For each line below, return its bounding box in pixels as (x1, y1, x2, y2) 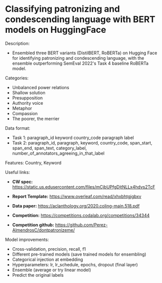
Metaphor (12, 105, 32, 111)
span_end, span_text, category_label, (12, 145, 87, 151)
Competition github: (12, 222, 54, 228)
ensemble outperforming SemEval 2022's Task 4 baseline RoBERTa (12, 60, 149, 66)
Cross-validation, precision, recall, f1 (12, 246, 86, 252)
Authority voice (12, 100, 43, 106)
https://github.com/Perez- (55, 222, 108, 228)
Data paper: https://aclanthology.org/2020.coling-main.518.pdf (12, 203, 140, 209)
